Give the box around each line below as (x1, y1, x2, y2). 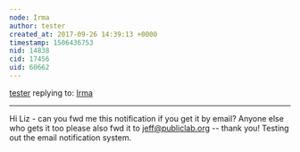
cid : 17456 (9, 55, 50, 63)
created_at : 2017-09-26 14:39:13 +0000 (9, 30, 158, 38)
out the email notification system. (9, 131, 132, 143)
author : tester (9, 21, 66, 30)
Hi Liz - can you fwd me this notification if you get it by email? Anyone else (9, 113, 284, 123)
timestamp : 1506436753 (9, 38, 94, 47)
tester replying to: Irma (9, 87, 94, 98)
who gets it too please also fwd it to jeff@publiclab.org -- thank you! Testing (9, 122, 289, 133)
